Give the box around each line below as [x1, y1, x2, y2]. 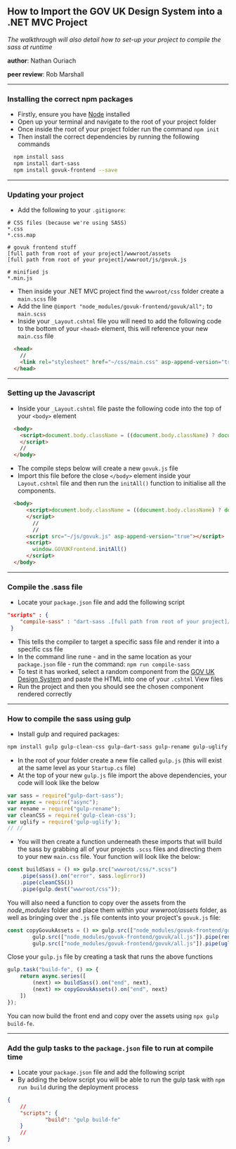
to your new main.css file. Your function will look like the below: [17, 852, 201, 861]
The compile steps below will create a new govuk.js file [17, 464, 178, 473]
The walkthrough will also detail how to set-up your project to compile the [7, 35, 221, 44]
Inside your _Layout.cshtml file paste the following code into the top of [17, 404, 222, 413]
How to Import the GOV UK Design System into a [7, 6, 223, 18]
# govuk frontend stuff [7, 244, 77, 252]
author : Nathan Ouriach [7, 56, 77, 65]
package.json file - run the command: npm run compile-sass [17, 660, 190, 668]
